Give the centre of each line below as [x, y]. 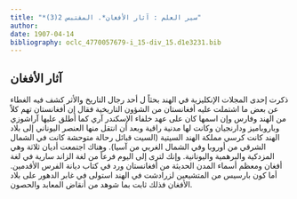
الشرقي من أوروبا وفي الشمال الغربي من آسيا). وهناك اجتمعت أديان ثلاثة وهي [138, 147]
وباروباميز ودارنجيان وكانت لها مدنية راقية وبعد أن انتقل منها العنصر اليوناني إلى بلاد [145, 128]
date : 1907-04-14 [42, 34]
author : [24, 26]
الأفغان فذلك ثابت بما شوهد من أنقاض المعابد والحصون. [101, 185]
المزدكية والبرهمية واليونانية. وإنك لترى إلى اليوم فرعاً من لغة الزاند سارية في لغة [142, 156]
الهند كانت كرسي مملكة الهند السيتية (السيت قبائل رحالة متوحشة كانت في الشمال [145, 138]
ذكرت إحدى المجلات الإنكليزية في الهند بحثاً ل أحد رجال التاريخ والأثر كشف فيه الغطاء [149, 99]
